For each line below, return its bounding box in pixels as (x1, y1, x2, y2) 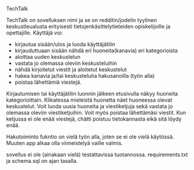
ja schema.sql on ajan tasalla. (6, 158, 78, 164)
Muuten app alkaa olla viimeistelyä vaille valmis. (6, 140, 123, 146)
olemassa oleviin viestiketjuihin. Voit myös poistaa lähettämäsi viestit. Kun (6, 109, 186, 116)
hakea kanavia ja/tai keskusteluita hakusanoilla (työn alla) (14, 73, 155, 79)
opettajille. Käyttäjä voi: (6, 29, 63, 36)
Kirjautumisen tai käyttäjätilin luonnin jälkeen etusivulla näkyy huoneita (6, 90, 178, 97)
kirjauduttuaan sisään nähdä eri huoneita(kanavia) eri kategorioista (14, 47, 178, 54)
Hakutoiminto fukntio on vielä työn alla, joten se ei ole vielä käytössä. (6, 133, 174, 140)
